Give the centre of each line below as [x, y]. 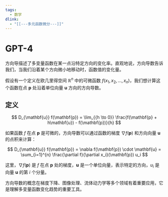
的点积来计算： [21, 139]
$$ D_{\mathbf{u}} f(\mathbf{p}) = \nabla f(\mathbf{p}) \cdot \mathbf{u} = [84, 149]
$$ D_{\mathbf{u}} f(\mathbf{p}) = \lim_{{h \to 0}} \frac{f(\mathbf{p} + [84, 117]
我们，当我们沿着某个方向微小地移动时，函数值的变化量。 [64, 70]
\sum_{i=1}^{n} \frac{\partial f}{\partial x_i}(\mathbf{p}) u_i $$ [84, 155]
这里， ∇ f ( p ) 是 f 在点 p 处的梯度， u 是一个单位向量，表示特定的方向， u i [79, 166]
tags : [11, 10]
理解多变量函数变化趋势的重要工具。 [47, 189]
